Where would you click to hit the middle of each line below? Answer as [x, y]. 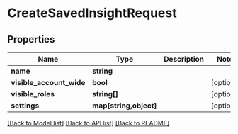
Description [184, 59]
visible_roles [33, 94]
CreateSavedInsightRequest [92, 13]
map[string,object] [124, 106]
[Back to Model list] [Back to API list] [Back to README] [89, 123]
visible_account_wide [48, 83]
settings [25, 106]
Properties [31, 39]
